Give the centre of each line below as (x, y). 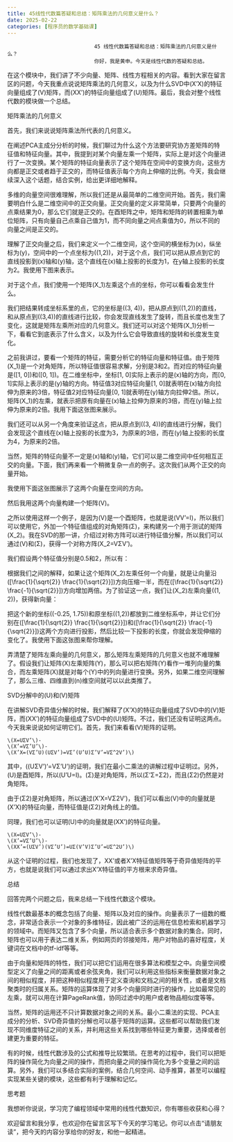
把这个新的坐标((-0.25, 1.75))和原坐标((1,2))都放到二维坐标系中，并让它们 (111, 614)
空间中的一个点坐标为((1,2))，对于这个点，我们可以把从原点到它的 (127, 253)
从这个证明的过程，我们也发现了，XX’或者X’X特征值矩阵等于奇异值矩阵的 (111, 861)
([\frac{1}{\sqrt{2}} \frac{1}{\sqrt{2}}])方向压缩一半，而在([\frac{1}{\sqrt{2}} (115, 582)
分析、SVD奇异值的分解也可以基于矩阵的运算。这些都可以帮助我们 (120, 1021)
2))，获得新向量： (33, 599)
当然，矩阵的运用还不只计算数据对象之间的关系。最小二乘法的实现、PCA (111, 1012)
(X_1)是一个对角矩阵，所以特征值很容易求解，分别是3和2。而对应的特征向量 (115, 366)
